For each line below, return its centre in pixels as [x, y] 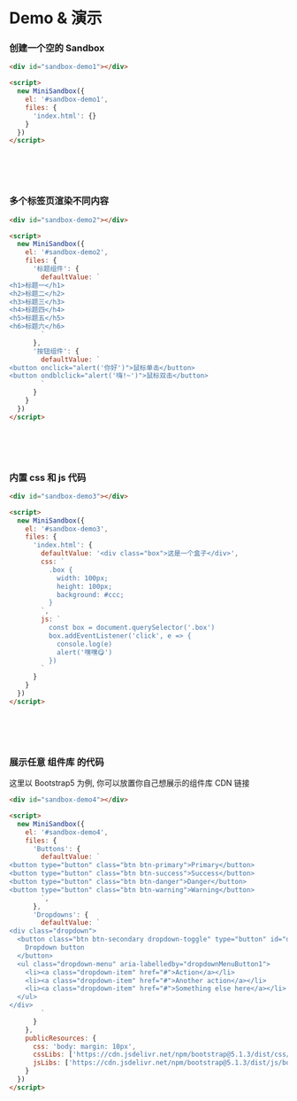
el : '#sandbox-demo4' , [67, 832]
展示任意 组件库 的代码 [57, 762]
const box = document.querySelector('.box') [132, 628]
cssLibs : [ [53, 1055]
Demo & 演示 [56, 18]
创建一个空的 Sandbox [57, 48]
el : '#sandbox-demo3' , [67, 529]
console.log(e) [84, 644]
